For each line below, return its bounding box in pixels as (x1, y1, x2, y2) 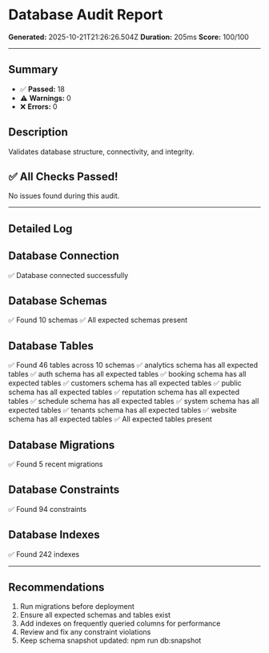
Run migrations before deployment (19, 602, 134, 611)
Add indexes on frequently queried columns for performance (19, 619, 221, 628)
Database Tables (8, 339, 94, 353)
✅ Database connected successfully (8, 270, 129, 280)
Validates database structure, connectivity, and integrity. (8, 147, 195, 156)
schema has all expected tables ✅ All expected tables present (8, 414, 212, 424)
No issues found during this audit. (8, 191, 120, 201)
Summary (8, 62, 58, 77)
